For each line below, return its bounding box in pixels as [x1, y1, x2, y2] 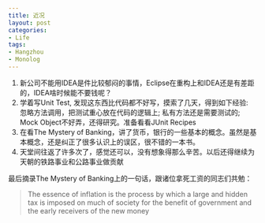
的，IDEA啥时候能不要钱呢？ [19, 87, 112, 97]
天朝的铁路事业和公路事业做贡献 [19, 157, 124, 166]
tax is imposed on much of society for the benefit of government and [27, 198, 252, 207]
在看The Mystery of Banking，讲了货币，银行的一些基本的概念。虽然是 [19, 127, 250, 136]
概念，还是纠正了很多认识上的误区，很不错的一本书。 [26, 137, 200, 147]
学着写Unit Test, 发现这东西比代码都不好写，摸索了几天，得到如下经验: [19, 98, 248, 107]
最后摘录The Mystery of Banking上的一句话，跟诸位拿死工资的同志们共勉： [8, 173, 252, 183]
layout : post [8, 19, 51, 27]
